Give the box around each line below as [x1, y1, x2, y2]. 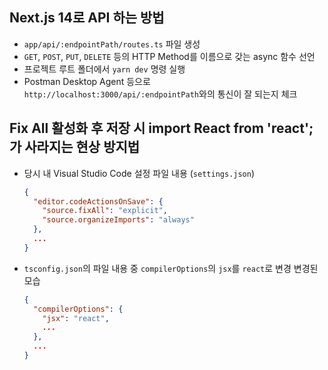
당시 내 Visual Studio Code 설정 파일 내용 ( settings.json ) [23, 167, 256, 179]
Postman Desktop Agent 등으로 [23, 75, 151, 87]
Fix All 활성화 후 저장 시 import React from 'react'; [9, 120, 314, 137]
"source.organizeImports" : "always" [42, 215, 195, 225]
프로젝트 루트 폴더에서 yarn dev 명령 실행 [23, 63, 186, 75]
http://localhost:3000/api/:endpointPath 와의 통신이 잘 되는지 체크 [23, 88, 298, 100]
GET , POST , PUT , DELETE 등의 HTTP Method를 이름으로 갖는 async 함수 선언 [23, 50, 316, 62]
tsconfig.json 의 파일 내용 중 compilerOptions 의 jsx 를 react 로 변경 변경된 [23, 262, 319, 274]
